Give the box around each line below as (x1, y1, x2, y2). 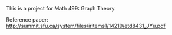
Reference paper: (6, 16, 49, 23)
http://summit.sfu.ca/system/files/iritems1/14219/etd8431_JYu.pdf (6, 23, 166, 29)
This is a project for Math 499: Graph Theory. (6, 5, 116, 12)
